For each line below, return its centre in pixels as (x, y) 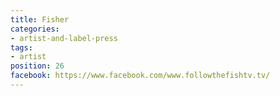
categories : (35, 29)
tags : (21, 47)
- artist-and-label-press (64, 38)
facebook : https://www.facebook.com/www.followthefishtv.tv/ (140, 76)
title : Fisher (40, 19)
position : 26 (37, 66)
